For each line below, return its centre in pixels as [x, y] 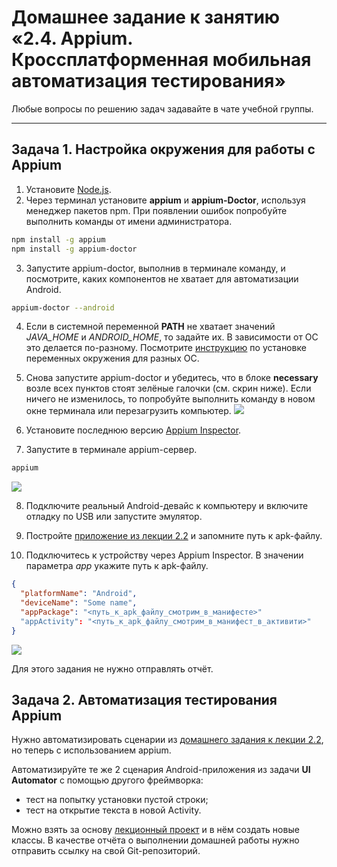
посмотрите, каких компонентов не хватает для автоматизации [162, 278]
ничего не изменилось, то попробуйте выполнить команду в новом [170, 399]
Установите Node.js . [68, 189]
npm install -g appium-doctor [74, 249]
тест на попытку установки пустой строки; [117, 800]
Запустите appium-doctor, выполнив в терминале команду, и [155, 268]
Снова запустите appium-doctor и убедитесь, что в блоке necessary [172, 378]
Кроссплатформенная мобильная [161, 60]
